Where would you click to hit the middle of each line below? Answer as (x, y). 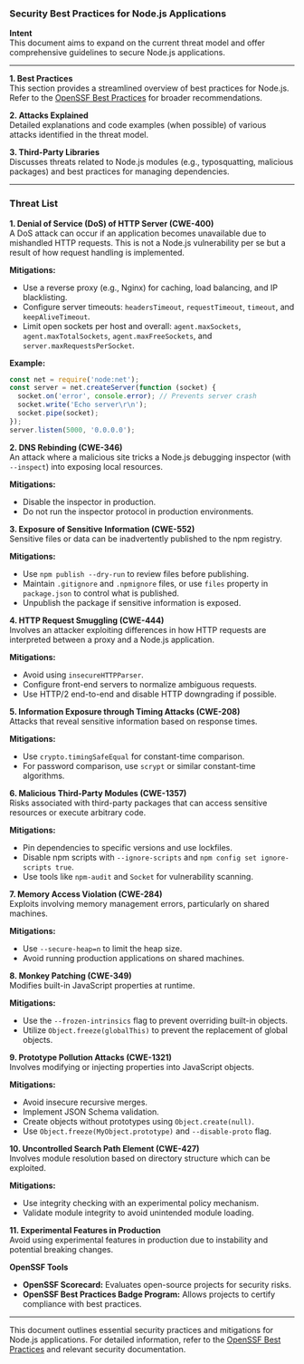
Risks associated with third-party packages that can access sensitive (138, 803)
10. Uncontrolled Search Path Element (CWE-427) (104, 1148)
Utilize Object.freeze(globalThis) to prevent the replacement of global (155, 1030)
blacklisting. (45, 297)
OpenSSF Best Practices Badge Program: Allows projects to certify (149, 1294)
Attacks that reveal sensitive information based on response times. (133, 721)
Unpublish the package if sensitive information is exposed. (132, 602)
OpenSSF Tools (39, 1267)
